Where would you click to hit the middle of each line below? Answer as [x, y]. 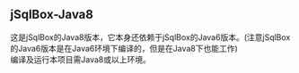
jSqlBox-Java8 [52, 15]
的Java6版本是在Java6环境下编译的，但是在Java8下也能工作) [124, 48]
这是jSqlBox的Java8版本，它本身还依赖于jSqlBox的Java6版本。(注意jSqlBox [150, 37]
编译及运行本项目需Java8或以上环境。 [80, 59]
